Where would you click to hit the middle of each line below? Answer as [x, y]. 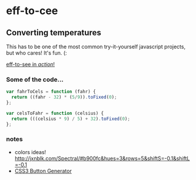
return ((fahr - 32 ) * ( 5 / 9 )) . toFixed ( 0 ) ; [64, 97]
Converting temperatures [54, 33]
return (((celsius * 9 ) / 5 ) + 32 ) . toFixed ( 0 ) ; [71, 119]
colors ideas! [30, 152]
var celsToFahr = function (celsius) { [55, 113]
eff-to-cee [32, 11]
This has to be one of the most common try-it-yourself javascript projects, [96, 46]
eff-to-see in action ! [30, 64]
